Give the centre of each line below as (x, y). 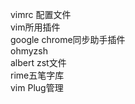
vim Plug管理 (37, 87)
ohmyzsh (29, 51)
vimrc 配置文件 (41, 14)
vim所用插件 (35, 27)
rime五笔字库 (37, 75)
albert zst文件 (38, 62)
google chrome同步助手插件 (68, 39)
